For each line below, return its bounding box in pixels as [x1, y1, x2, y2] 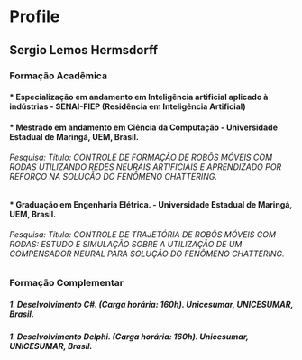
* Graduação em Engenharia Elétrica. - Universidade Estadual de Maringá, [9, 198, 293, 209]
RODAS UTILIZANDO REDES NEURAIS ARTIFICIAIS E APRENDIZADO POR [9, 162, 282, 172]
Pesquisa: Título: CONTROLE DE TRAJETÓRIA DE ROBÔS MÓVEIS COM [9, 229, 277, 240]
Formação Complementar [9, 277, 124, 290]
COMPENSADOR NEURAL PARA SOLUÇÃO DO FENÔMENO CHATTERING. [9, 248, 286, 259]
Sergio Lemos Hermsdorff [9, 42, 159, 58]
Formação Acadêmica [9, 69, 108, 82]
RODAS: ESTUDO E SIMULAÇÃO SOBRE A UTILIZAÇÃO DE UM [9, 239, 243, 250]
